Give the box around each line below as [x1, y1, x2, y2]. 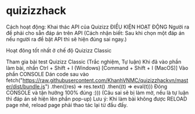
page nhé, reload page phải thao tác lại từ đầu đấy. [6, 101, 128, 108]
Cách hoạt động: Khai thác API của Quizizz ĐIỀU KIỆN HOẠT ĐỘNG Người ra [6, 23, 190, 30]
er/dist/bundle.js [6, 83, 45, 90]
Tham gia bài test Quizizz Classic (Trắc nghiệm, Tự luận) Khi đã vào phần [6, 58, 182, 65]
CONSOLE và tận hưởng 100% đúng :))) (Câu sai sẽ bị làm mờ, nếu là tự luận [6, 89, 189, 96]
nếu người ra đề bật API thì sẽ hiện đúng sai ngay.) [6, 35, 127, 42]
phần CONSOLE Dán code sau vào [6, 70, 89, 77]
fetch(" [6, 77, 23, 84]
